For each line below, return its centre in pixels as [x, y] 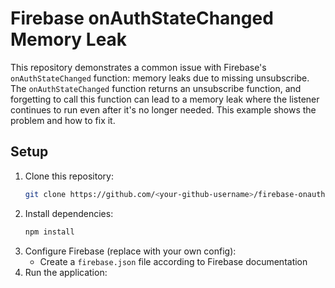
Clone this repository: [69, 176]
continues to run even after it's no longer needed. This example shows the [163, 109]
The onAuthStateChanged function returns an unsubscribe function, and [156, 88]
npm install [49, 232]
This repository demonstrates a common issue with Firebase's [138, 67]
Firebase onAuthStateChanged [142, 18]
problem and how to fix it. [63, 120]
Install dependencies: [69, 213]
